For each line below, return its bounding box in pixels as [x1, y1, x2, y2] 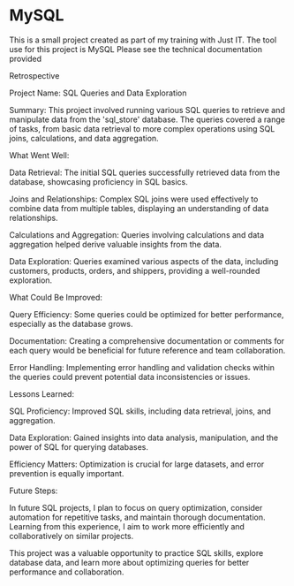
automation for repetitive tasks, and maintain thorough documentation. [9, 512, 266, 522]
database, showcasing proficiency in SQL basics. [9, 176, 188, 186]
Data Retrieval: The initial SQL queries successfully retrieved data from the [9, 167, 281, 178]
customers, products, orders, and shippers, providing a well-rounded [9, 265, 260, 276]
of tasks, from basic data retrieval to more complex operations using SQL [9, 123, 275, 133]
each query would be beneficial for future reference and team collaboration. [9, 345, 286, 355]
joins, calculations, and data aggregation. [9, 133, 159, 143]
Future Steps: [9, 485, 58, 496]
